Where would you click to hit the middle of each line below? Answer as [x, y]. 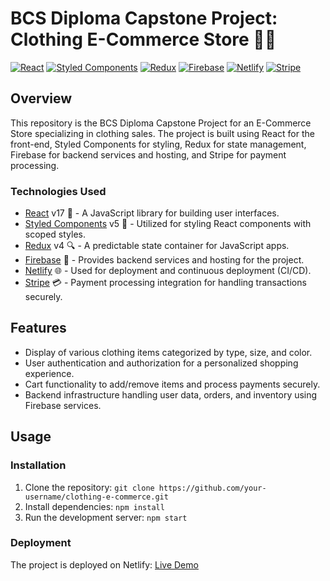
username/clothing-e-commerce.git [96, 497]
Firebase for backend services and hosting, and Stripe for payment [148, 154]
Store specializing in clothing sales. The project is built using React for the [162, 133]
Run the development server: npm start [106, 517]
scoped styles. [55, 234]
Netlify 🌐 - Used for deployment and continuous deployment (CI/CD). [168, 271]
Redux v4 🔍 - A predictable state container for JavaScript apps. [157, 246]
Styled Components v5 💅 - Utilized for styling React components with [168, 224]
